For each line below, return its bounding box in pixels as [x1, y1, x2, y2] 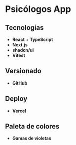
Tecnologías [5, 23, 44, 32]
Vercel [12, 108, 26, 114]
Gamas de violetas [12, 136, 52, 142]
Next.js [12, 42, 28, 48]
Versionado [5, 67, 42, 75]
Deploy [5, 95, 28, 103]
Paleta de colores [5, 122, 60, 131]
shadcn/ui [12, 47, 34, 53]
